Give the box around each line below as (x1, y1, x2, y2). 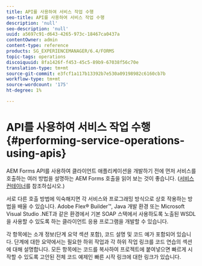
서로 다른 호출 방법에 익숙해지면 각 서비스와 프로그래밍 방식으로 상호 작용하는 (6, 195, 187, 202)
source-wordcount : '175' (6, 82, 69, 88)
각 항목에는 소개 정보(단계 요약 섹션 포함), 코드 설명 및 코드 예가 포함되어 (6, 230, 175, 238)
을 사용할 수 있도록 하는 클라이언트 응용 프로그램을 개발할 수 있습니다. (6, 218, 169, 225)
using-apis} (6, 147, 67, 160)
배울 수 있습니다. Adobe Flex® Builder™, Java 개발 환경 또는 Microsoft (17, 203, 185, 210)
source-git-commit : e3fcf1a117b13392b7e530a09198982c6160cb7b (6, 71, 166, 77)
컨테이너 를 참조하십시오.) (6, 182, 65, 189)
